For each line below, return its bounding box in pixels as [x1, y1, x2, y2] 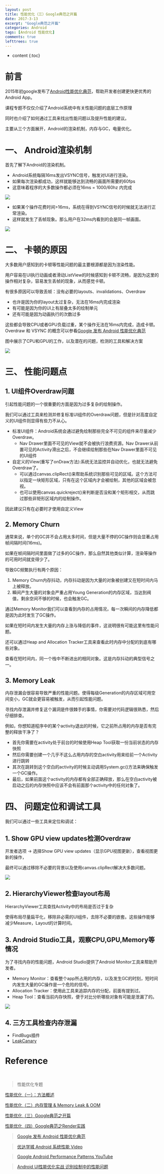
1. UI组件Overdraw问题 [5, 387, 75, 396]
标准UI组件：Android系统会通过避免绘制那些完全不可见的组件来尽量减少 [12, 428, 157, 434]
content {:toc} [12, 52, 41, 58]
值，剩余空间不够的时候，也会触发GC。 [12, 596, 92, 601]
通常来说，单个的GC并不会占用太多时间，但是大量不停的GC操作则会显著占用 [5, 534, 159, 540]
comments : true [5, 35, 36, 40]
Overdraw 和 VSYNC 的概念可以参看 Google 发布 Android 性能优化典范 [5, 328, 146, 334]
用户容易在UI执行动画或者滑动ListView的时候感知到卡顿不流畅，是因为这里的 [5, 272, 159, 278]
